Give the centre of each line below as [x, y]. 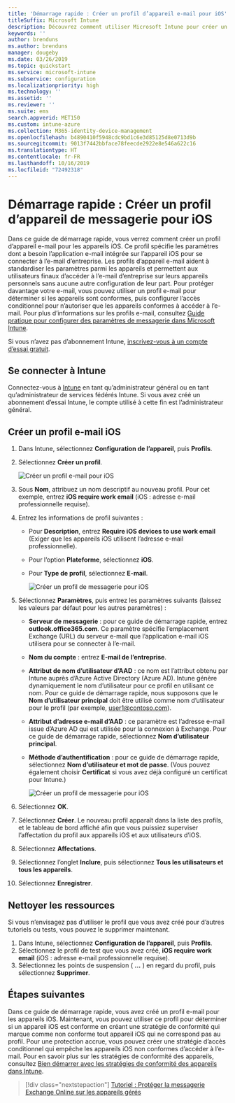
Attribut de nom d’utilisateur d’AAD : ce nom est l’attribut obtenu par [128, 671]
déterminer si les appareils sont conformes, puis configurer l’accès [104, 298]
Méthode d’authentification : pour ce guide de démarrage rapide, [124, 757]
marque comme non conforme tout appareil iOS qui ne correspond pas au [114, 1034]
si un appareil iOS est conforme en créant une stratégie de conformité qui [114, 1026]
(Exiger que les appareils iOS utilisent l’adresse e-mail [106, 539]
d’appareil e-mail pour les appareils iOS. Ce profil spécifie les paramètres [113, 246]
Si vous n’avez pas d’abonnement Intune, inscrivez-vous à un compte [108, 341]
